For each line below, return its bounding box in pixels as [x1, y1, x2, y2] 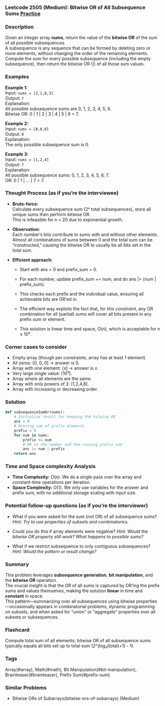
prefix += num [23, 437, 52, 442]
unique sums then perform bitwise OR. [12, 211, 91, 217]
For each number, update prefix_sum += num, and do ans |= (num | [19, 276, 156, 282]
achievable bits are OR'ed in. [19, 296, 78, 302]
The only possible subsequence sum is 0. [5, 141, 90, 147]
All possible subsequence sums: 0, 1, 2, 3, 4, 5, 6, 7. [5, 172, 109, 178]
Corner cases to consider [5, 343, 67, 350]
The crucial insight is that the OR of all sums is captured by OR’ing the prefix [5, 583, 160, 589]
